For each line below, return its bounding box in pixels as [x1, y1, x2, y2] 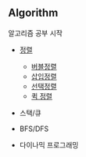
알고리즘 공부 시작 [8, 28, 63, 38]
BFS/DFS [19, 124, 49, 133]
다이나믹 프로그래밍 [19, 140, 79, 149]
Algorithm [8, 6, 59, 20]
